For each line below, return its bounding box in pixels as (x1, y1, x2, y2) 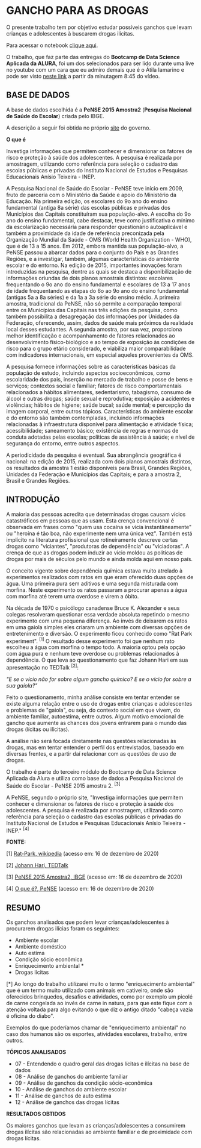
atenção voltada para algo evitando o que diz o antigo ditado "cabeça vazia (6, 1006, 193, 1013)
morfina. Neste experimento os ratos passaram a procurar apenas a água (6, 586, 188, 594)
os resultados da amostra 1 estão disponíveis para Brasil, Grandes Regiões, (6, 464, 192, 471)
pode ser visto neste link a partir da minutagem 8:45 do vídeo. (6, 72, 160, 80)
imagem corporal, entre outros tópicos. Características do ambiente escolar (6, 407, 194, 415)
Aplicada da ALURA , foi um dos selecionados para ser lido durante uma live (6, 60, 194, 67)
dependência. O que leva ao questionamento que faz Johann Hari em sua (6, 656, 188, 663)
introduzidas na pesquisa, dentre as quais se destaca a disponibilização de (6, 268, 192, 275)
